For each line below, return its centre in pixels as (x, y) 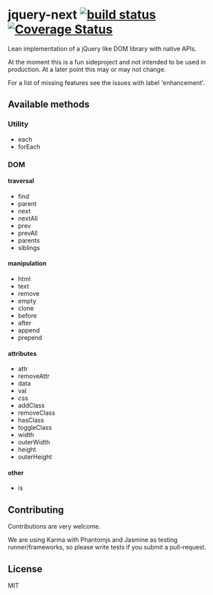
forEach (29, 147)
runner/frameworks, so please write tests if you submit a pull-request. (107, 547)
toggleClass (35, 428)
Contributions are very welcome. (54, 527)
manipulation (27, 263)
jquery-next (43, 15)
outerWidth (34, 442)
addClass (31, 406)
